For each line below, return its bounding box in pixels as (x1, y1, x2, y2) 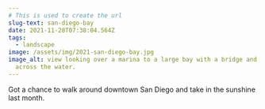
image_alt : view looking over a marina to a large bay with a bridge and (8, 56, 258, 64)
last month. (8, 92, 45, 103)
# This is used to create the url (8, 11, 123, 20)
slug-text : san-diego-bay (8, 19, 94, 27)
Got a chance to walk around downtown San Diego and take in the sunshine (8, 85, 256, 94)
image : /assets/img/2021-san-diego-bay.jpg (8, 48, 155, 56)
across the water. (15, 63, 77, 71)
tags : (8, 33, 26, 42)
